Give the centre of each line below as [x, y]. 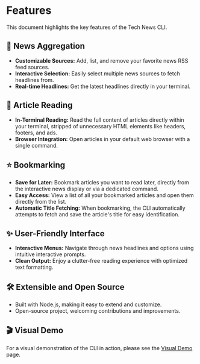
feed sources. [32, 67]
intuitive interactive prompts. [50, 254]
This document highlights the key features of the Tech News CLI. [87, 27]
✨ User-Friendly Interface [56, 234]
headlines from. [34, 80]
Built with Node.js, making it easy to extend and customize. [88, 304]
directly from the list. [41, 202]
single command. [36, 145]
